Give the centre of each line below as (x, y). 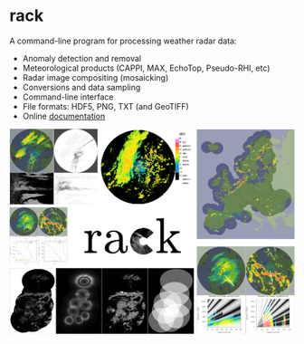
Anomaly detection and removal (82, 58)
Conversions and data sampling (81, 87)
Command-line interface (68, 97)
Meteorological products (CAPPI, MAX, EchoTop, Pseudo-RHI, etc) (146, 68)
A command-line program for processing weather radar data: (123, 41)
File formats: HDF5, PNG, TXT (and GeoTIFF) (106, 106)
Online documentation (64, 116)
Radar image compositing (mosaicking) (95, 77)
